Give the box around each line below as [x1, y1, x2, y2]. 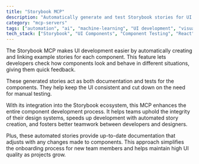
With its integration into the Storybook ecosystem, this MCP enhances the [6, 102, 187, 109]
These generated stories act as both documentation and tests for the [6, 78, 175, 85]
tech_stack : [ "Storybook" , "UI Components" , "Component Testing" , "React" [6, 31, 195, 37]
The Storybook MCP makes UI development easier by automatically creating [6, 47, 192, 54]
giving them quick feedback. [6, 66, 76, 73]
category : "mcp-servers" [6, 20, 68, 26]
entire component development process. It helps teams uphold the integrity [6, 108, 191, 115]
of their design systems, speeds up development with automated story [6, 114, 179, 122]
